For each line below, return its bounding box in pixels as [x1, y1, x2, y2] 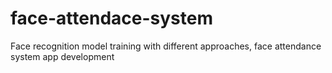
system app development [10, 50, 115, 62]
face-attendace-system [10, 7, 213, 30]
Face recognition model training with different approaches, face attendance [10, 40, 322, 52]
